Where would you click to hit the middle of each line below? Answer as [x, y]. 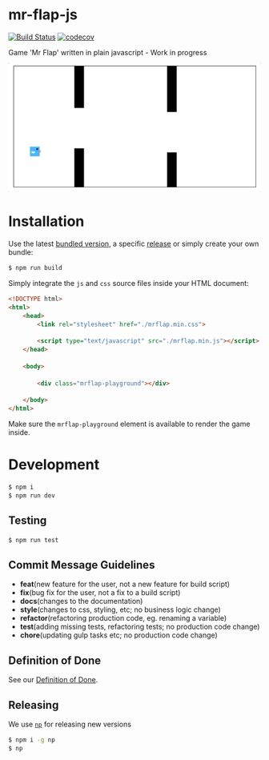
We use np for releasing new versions [70, 724]
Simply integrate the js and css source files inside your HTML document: [129, 283]
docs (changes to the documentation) [81, 601]
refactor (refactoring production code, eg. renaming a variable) [123, 618]
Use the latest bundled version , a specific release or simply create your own [134, 244]
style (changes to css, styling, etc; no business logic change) [120, 609]
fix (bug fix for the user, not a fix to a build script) [100, 593]
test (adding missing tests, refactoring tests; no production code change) [140, 627]
